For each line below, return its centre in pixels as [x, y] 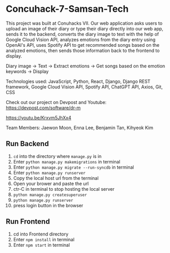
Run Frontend [28, 222]
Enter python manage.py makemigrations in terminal [67, 161]
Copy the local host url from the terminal [56, 178]
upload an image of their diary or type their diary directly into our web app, [84, 28]
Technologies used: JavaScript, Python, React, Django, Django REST [78, 81]
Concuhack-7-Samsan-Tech [67, 9]
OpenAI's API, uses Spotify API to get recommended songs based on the [83, 45]
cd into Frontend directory [41, 234]
